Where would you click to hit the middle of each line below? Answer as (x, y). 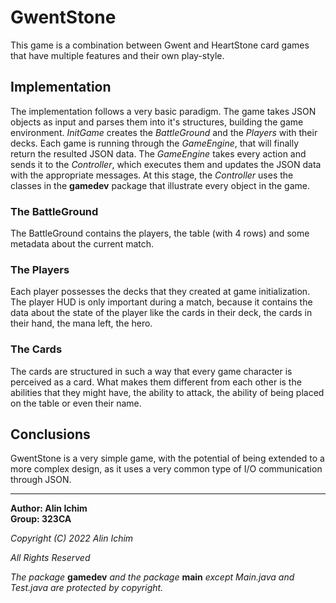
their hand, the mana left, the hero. (81, 323)
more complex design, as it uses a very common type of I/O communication (166, 469)
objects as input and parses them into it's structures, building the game (157, 122)
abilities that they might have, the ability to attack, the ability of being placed (167, 392)
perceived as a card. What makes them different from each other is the (156, 382)
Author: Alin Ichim (49, 508)
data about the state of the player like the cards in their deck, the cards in (161, 313)
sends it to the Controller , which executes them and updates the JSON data (166, 164)
